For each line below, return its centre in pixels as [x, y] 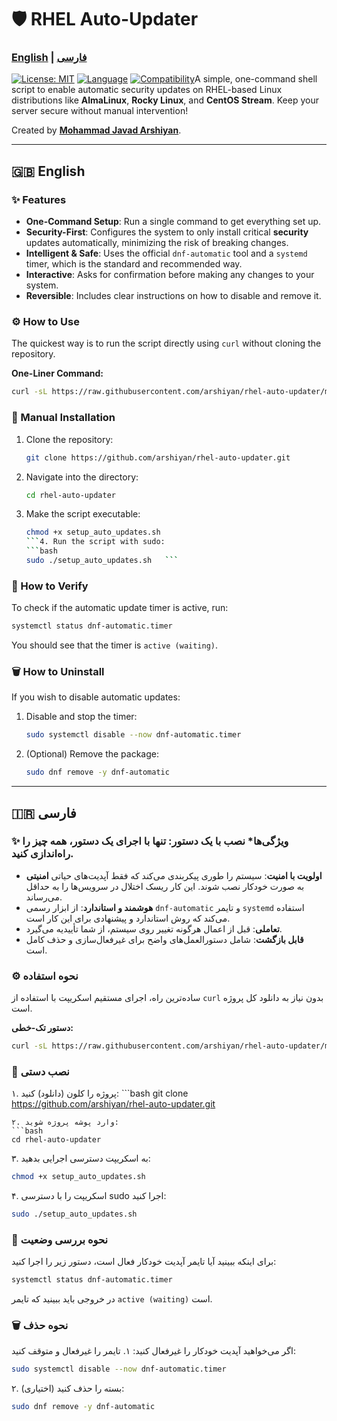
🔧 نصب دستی [40, 1071]
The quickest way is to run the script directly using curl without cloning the [166, 343]
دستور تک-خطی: [42, 1028]
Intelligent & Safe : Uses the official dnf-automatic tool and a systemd [166, 253]
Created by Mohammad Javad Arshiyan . [96, 130]
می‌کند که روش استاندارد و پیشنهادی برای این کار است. [128, 918]
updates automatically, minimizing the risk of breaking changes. [157, 243]
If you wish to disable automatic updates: [96, 697]
